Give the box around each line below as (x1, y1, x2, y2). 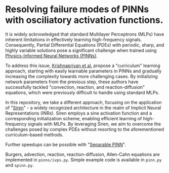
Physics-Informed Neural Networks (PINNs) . (5, 52, 98, 59)
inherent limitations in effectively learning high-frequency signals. (5, 37, 142, 43)
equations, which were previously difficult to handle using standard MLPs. (5, 89, 159, 95)
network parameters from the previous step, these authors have (5, 79, 139, 85)
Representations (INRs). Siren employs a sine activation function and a (5, 110, 152, 116)
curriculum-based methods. (5, 131, 64, 137)
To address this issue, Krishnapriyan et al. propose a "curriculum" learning (5, 62, 160, 68)
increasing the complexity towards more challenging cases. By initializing (5, 73, 158, 79)
